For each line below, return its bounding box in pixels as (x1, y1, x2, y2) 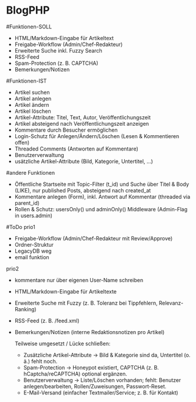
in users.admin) (14, 212, 53, 219)
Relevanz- (158, 299, 184, 306)
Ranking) (14, 305, 36, 313)
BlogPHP (6, 4, 50, 17)
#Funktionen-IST (6, 77, 47, 84)
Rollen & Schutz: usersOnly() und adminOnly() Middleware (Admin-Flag (14, 205, 188, 213)
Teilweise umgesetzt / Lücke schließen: (14, 340, 111, 347)
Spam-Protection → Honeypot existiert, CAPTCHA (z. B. (23, 364, 159, 371)
